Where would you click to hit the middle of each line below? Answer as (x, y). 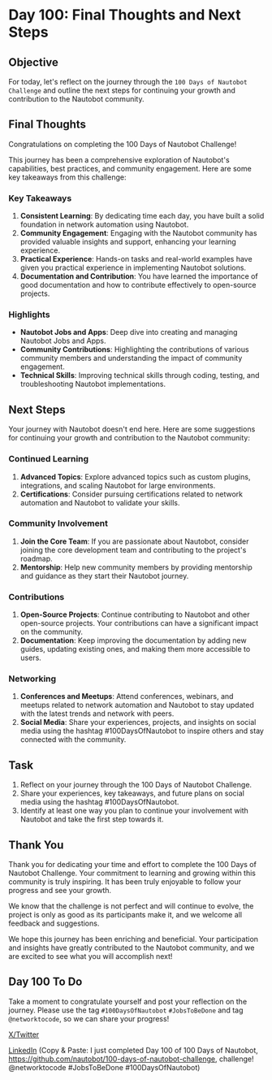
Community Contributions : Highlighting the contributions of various (134, 349)
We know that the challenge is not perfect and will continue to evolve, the (131, 906)
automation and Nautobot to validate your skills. (100, 502)
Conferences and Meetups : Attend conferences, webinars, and (127, 696)
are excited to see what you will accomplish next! (91, 956)
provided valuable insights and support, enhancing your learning (128, 242)
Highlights (29, 314)
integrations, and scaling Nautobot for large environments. (118, 485)
